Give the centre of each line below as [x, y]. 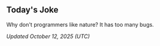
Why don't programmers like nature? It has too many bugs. [80, 24]
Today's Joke [33, 10]
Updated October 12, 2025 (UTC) [48, 36]
